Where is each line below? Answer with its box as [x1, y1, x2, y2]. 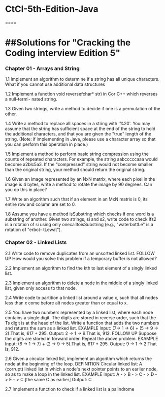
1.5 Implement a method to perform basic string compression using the [5, 151, 149, 157]
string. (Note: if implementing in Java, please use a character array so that [5, 136, 156, 142]
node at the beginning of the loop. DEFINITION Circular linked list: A [5, 361, 143, 366]
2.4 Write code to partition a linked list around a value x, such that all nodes [5, 295, 158, 300]
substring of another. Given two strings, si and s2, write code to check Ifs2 [5, 216, 157, 222]
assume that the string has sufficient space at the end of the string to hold [5, 126, 156, 132]
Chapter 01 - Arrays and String [5, 65, 80, 72]
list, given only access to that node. [5, 285, 77, 291]
